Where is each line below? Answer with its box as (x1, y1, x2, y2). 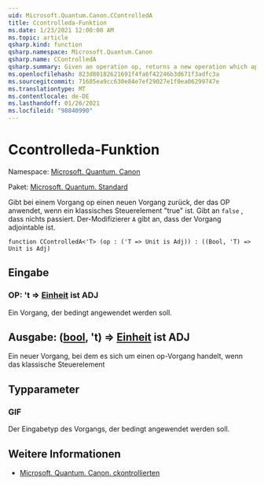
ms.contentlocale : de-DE (8, 92, 90, 100)
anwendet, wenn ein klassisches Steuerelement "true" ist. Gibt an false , (8, 206, 244, 215)
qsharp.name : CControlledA (8, 56, 97, 64)
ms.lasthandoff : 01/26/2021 (8, 99, 101, 107)
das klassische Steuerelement (8, 360, 105, 369)
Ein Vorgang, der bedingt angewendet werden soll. (8, 308, 173, 317)
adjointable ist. (8, 222, 56, 232)
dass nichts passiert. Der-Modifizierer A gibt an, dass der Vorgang (8, 214, 222, 223)
